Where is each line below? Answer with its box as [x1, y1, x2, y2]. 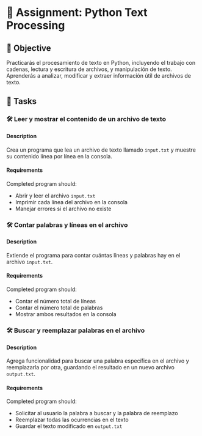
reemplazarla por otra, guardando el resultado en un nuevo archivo [6, 364, 175, 371]
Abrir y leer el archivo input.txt [15, 192, 96, 199]
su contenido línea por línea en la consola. [6, 152, 113, 160]
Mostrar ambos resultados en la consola [15, 311, 117, 318]
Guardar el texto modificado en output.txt [15, 423, 123, 430]
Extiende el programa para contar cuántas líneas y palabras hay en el [6, 251, 181, 259]
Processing [6, 18, 65, 32]
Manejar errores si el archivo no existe [15, 205, 112, 212]
